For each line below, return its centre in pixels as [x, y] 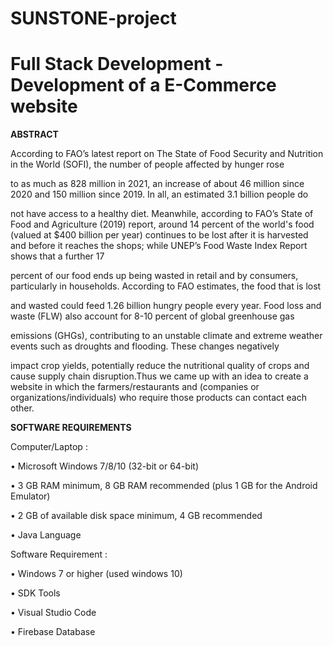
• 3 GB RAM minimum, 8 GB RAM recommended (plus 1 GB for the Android [164, 486]
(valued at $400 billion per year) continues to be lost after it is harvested [159, 235]
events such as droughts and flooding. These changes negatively [145, 346]
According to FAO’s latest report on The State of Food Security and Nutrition [167, 154]
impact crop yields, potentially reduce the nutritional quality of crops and [160, 366]
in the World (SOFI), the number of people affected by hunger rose [147, 164]
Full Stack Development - [117, 64]
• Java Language [46, 535]
